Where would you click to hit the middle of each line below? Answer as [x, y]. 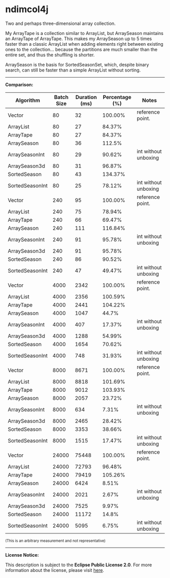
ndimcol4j [27, 9]
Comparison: [19, 84]
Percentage [117, 97]
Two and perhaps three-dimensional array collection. [60, 23]
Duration [86, 97]
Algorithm [28, 100]
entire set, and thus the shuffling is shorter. [50, 55]
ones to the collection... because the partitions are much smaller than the [81, 49]
